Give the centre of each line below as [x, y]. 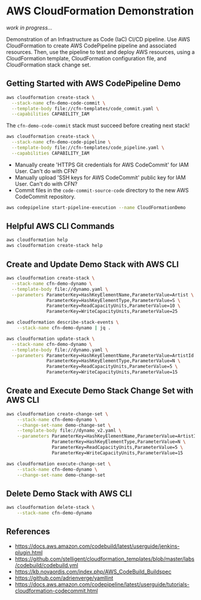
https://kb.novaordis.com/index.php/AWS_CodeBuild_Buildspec [93, 571]
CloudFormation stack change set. [48, 65]
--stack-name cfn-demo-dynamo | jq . [64, 328]
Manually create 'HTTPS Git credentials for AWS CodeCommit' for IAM [102, 165]
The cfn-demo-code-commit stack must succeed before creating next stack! [98, 126]
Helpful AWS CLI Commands [60, 226]
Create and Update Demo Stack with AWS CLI [93, 264]
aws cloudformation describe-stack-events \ [63, 322]
